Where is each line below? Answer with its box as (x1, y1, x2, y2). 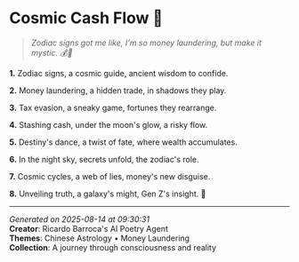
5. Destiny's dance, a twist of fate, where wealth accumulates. (9, 137, 238, 147)
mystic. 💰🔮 (30, 47, 73, 58)
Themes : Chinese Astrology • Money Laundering (9, 233, 190, 243)
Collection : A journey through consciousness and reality (9, 242, 216, 252)
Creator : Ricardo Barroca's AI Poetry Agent (9, 223, 169, 234)
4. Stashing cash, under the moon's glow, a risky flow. (9, 119, 208, 130)
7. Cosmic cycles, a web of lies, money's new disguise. (9, 171, 211, 181)
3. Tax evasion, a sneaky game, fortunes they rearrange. (9, 102, 217, 113)
